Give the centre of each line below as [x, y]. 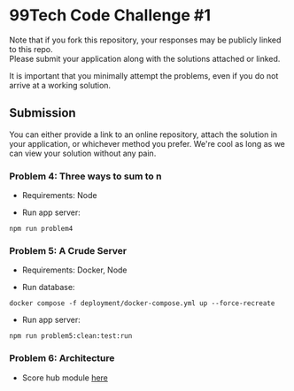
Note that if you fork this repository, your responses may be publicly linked [145, 40]
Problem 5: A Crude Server [68, 250]
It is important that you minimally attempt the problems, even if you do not [144, 75]
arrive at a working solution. [60, 85]
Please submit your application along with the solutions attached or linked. [145, 58]
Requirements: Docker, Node [74, 270]
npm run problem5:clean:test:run [71, 336]
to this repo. [31, 49]
